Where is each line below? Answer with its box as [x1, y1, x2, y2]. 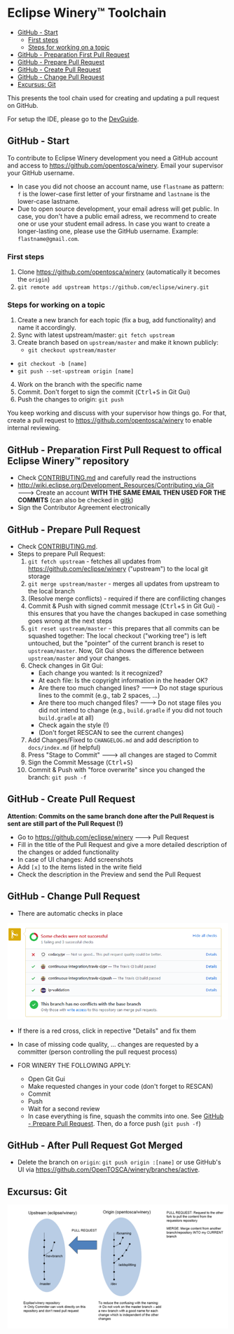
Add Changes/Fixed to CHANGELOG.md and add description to [27, 736, 199, 744]
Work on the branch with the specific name [17, 380, 142, 389]
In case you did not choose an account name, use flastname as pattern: [17, 182, 224, 191]
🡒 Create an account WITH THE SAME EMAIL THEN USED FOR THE [17, 488, 226, 497]
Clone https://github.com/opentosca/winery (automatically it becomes [17, 268, 221, 276]
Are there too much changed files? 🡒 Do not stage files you [38, 699, 221, 707]
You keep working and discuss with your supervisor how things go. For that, [7, 408, 227, 418]
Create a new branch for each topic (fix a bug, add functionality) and [17, 316, 216, 324]
